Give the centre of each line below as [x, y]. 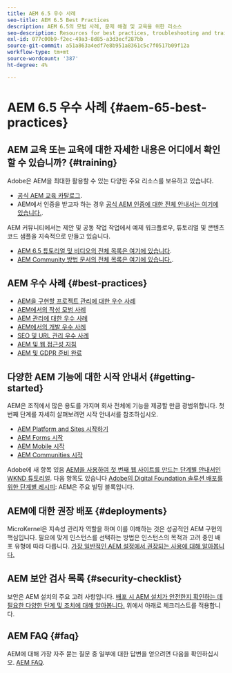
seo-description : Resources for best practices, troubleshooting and [109, 33]
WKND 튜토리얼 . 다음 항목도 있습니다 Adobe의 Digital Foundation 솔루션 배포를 [115, 479]
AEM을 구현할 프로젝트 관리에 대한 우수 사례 [76, 301]
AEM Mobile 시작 [41, 446]
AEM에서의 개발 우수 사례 [51, 327]
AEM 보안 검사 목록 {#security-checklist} [95, 579]
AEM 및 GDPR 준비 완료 [50, 353]
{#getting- [172, 377]
